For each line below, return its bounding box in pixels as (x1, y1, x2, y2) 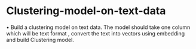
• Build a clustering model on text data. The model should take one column (6, 24, 191, 31)
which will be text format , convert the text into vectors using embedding (6, 30, 185, 37)
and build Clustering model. (6, 36, 75, 43)
